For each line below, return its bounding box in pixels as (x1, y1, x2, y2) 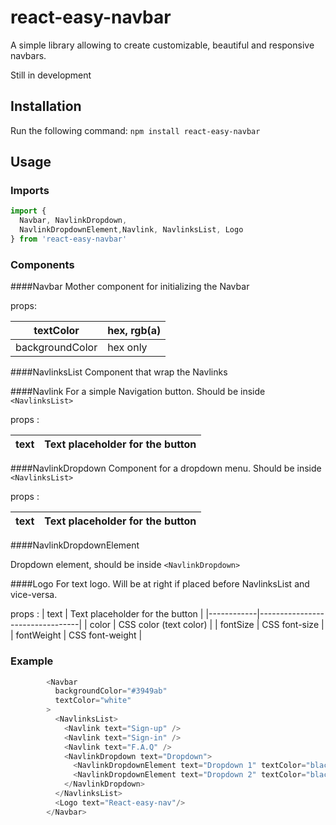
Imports (10, 184, 50, 198)
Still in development (10, 69, 92, 81)
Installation (10, 98, 82, 115)
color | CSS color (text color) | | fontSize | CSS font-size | (89, 619, 325, 631)
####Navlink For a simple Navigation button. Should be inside (10, 386, 266, 398)
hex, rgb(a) (107, 324, 162, 338)
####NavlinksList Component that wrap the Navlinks (10, 366, 228, 378)
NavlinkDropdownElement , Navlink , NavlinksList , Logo (19, 225, 244, 235)
